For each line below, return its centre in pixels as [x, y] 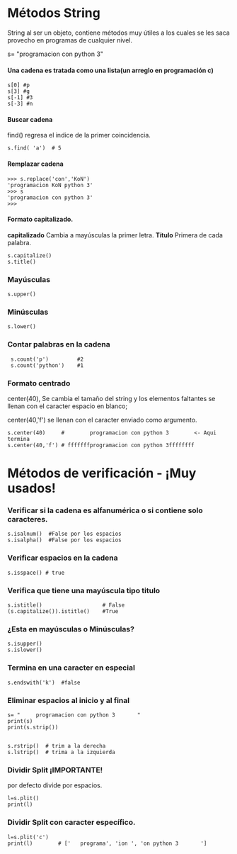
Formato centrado [39, 383]
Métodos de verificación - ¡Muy [102, 473]
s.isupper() [25, 644]
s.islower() [25, 650]
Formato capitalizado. [40, 219]
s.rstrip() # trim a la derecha [57, 746]
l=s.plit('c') [28, 837]
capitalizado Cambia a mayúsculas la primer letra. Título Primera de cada [115, 235]
